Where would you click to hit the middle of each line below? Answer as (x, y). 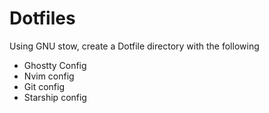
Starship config (55, 97)
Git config (44, 86)
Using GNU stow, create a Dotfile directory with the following (134, 46)
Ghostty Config (55, 65)
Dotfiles (42, 18)
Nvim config (49, 76)
